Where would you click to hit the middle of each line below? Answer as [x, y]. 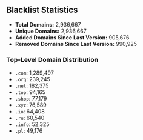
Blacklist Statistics [42, 10]
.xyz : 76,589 [31, 105]
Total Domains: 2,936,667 [48, 24]
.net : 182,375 [32, 86]
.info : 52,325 [32, 124]
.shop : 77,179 [31, 99]
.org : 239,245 [32, 79]
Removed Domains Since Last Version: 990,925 [76, 44]
